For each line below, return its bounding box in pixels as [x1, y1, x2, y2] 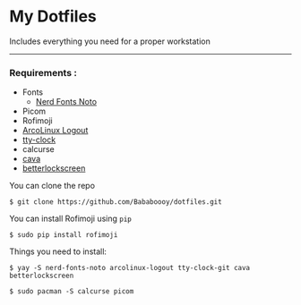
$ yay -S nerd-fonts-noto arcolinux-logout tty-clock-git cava [9, 264, 251, 273]
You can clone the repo [9, 181, 96, 191]
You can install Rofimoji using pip [9, 213, 133, 225]
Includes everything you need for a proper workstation [9, 36, 211, 47]
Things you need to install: [9, 246, 107, 257]
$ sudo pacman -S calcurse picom [9, 287, 134, 296]
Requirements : [9, 66, 78, 79]
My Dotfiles [9, 6, 97, 27]
